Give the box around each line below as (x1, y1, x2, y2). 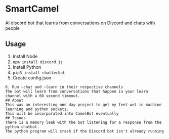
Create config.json (12, 74, 52, 81)
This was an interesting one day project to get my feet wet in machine (5, 102, 162, 107)
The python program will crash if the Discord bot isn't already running (5, 128, 164, 134)
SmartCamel (5, 3, 59, 15)
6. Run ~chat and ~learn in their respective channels (5, 84, 123, 89)
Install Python (12, 64, 41, 70)
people (5, 25, 20, 31)
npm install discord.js (12, 59, 63, 65)
